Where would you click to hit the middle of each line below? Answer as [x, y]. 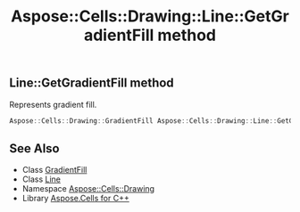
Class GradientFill [54, 170]
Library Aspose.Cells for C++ [75, 199]
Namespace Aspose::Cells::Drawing [88, 189]
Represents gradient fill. [53, 104]
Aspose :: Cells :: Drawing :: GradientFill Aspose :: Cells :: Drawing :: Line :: [143, 121]
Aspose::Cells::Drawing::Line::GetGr [150, 16]
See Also [34, 148]
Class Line [41, 179]
